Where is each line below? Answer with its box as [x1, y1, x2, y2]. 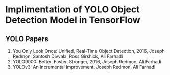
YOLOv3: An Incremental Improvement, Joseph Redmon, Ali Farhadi [12, 64, 156, 70]
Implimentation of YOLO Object [5, 4, 140, 15]
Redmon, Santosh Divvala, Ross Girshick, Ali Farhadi [12, 53, 123, 59]
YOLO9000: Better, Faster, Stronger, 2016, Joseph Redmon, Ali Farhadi [12, 59, 162, 64]
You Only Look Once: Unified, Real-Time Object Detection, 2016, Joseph [12, 48, 165, 54]
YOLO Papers [5, 34, 48, 43]
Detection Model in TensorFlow [5, 14, 140, 26]
